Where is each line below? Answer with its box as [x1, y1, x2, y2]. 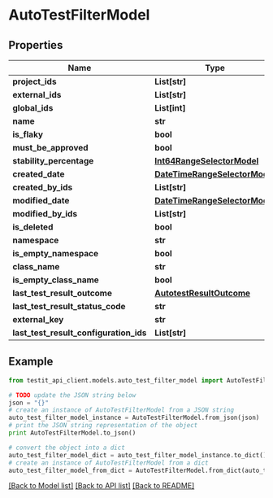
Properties [8, 38, 63, 52]
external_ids [12, 90, 62, 100]
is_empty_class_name [12, 274, 99, 286]
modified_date [12, 195, 70, 206]
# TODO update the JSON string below [8, 391, 136, 400]
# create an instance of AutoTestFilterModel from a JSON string [8, 406, 234, 414]
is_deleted [12, 221, 54, 233]
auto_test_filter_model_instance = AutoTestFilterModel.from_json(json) [8, 413, 260, 422]
